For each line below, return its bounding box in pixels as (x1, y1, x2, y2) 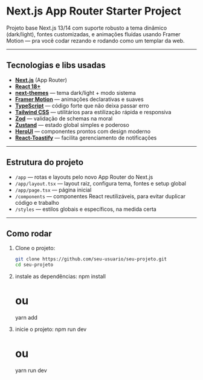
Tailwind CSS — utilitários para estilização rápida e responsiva (14, 108, 172, 115)
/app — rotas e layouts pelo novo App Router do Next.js (14, 173, 153, 181)
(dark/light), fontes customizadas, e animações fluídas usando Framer (6, 30, 181, 37)
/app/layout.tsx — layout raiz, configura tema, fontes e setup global (14, 179, 186, 187)
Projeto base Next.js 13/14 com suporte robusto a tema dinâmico (6, 24, 167, 31)
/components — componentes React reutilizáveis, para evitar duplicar (14, 192, 186, 200)
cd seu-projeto (14, 262, 54, 268)
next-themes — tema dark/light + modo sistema (14, 89, 136, 96)
